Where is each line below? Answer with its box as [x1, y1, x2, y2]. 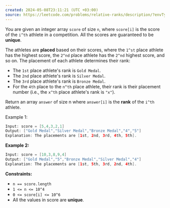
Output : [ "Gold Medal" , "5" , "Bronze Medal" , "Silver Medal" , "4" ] [5, 157, 142, 162]
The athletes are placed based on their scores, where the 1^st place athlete [5, 47, 163, 53]
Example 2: [5, 143, 29, 149]
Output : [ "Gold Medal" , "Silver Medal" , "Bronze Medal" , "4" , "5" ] [5, 128, 142, 133]
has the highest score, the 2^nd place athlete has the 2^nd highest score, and [5, 52, 165, 58]
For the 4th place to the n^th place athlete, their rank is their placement [12, 83, 161, 89]
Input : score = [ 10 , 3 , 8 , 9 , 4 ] [5, 152, 67, 157]
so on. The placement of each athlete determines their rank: [5, 57, 131, 63]
